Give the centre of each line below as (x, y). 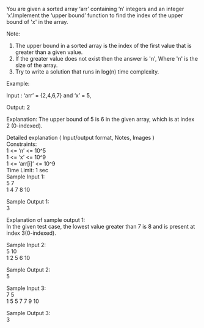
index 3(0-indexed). (31, 233)
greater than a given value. (49, 52)
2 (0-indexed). (24, 126)
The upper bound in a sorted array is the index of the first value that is (103, 46)
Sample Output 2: (28, 270)
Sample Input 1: (26, 177)
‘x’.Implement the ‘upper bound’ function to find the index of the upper (95, 15)
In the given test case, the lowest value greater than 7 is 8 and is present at (101, 227)
